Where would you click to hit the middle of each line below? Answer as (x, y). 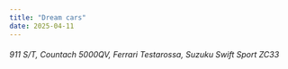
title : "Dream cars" (48, 17)
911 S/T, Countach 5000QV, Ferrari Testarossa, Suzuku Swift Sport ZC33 (144, 55)
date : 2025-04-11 (42, 26)
